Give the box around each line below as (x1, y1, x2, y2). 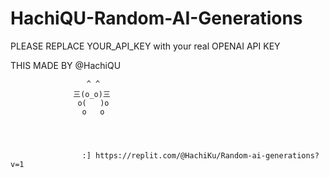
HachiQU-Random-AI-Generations (10, 7, 303, 30)
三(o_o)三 (73, 89, 111, 99)
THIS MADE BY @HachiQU (10, 59, 122, 71)
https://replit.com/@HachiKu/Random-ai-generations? (95, 150, 320, 161)
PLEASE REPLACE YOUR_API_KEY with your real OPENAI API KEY (10, 40, 281, 52)
